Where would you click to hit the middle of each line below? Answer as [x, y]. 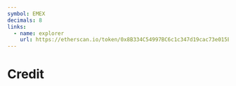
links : [17, 27]
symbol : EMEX [26, 14]
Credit [26, 74]
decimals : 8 [25, 20]
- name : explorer [39, 33]
